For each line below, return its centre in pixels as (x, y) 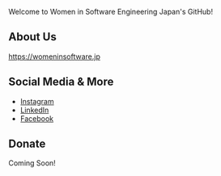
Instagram (37, 101)
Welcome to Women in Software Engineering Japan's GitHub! (110, 12)
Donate (27, 144)
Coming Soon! (32, 163)
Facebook (37, 118)
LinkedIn (34, 110)
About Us (32, 37)
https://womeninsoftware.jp (55, 57)
